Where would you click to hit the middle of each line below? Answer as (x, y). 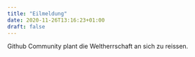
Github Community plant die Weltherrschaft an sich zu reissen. (98, 47)
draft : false (26, 26)
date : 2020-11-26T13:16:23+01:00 (56, 20)
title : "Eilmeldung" (38, 14)
